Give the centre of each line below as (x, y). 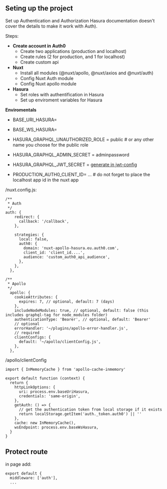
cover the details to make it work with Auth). (51, 26)
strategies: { (29, 235)
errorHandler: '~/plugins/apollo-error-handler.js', (71, 328)
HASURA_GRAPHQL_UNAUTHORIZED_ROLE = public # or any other (83, 139)
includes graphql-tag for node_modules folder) (57, 315)
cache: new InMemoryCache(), (45, 423)
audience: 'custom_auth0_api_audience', (67, 257)
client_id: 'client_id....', (54, 252)
